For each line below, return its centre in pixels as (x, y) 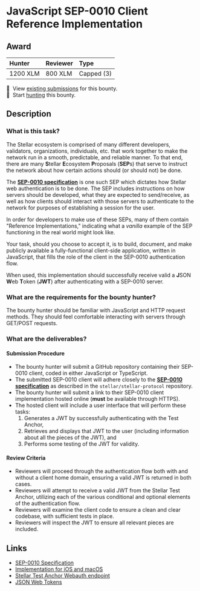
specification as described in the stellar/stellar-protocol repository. (104, 386)
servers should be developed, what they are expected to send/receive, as (98, 194)
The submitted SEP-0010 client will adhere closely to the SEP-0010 (99, 380)
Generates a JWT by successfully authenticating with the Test (101, 418)
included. (27, 529)
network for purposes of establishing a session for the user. (81, 208)
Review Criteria (26, 458)
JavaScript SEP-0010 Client (77, 11)
